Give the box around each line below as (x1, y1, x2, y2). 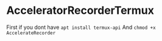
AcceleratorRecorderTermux (6, 4, 154, 17)
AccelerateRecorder (6, 30, 56, 36)
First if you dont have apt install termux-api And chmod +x (6, 24, 157, 31)
